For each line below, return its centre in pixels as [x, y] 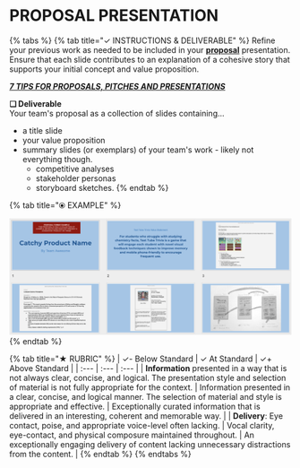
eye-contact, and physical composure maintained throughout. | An [132, 435]
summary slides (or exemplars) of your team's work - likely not [138, 150]
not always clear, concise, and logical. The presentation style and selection [148, 378]
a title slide [42, 130]
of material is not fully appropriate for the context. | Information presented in [150, 387]
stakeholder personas [76, 178]
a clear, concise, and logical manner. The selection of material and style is [146, 397]
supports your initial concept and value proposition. [104, 69]
